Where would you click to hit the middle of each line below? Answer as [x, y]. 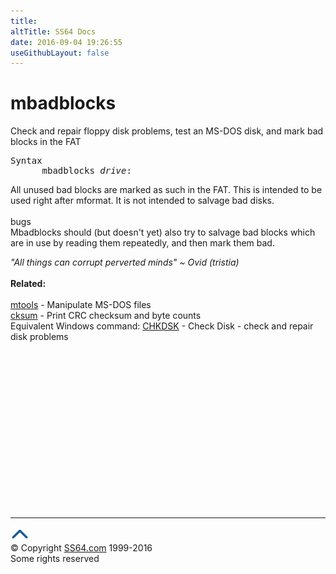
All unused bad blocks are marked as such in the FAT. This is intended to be [166, 190]
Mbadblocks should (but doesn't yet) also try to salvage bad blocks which [163, 232]
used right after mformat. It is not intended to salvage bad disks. [142, 201]
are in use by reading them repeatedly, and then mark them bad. [142, 243]
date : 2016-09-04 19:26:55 [66, 42]
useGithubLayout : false [60, 53]
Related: [28, 284]
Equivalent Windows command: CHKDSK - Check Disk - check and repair [162, 326]
